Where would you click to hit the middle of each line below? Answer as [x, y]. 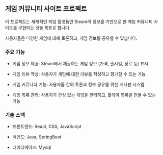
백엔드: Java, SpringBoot [37, 137]
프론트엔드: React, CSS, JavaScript [47, 127]
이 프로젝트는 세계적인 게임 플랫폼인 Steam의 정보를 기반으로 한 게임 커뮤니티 [79, 22]
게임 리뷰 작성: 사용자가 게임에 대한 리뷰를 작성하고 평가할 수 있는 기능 [79, 74]
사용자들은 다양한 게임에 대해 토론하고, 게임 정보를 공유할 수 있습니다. [71, 38]
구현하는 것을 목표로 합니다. [44, 27]
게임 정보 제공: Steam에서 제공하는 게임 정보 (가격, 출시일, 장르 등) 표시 [80, 64]
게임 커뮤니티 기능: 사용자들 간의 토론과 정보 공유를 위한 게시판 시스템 [78, 84]
